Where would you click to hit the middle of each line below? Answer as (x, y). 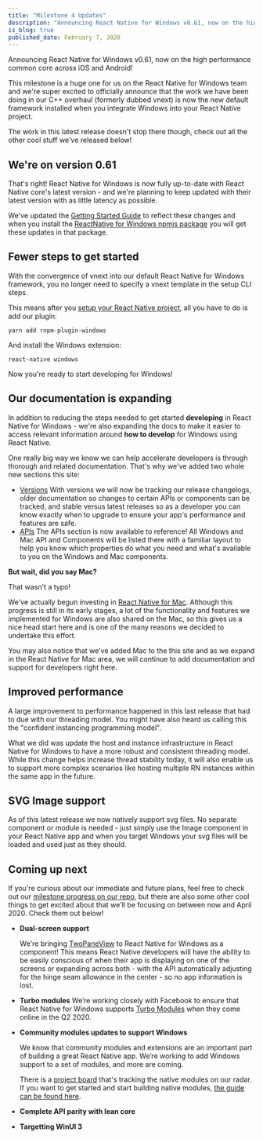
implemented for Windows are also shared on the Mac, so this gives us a (125, 619)
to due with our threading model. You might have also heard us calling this (128, 719)
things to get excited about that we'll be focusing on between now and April (130, 905)
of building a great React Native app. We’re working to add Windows (130, 1056)
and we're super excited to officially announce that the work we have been (128, 92)
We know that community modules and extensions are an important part (136, 1048)
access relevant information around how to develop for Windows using (123, 434)
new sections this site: (44, 474)
